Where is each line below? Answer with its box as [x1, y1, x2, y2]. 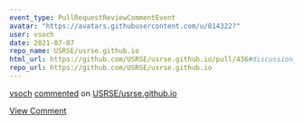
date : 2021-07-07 [9, 38, 75, 48]
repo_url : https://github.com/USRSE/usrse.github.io [9, 64, 213, 73]
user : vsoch [9, 30, 54, 39]
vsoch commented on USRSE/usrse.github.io [9, 87, 177, 99]
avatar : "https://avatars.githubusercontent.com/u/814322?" [9, 22, 242, 31]
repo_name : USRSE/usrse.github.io [9, 47, 140, 56]
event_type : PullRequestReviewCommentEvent [9, 13, 176, 22]
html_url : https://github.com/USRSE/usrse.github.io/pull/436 [9, 55, 249, 64]
